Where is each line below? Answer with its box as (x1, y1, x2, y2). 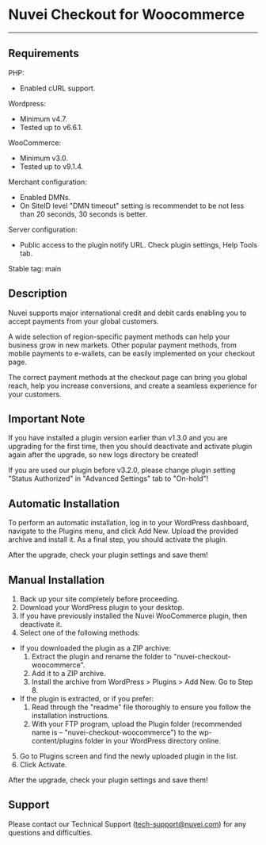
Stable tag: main (8, 263, 62, 273)
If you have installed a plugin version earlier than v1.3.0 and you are (8, 433, 228, 443)
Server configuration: (8, 225, 78, 234)
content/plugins (31, 736, 83, 745)
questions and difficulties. (8, 828, 93, 837)
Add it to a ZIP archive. (31, 669, 106, 678)
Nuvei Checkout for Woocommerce (8, 6, 245, 24)
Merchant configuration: (8, 177, 87, 186)
